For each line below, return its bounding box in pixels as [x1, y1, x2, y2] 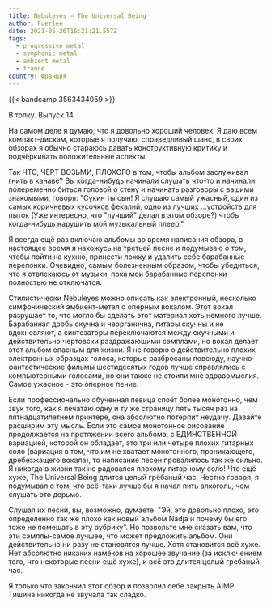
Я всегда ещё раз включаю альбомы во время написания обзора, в [8, 234, 243, 244]
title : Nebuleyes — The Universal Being [8, 11, 147, 20]
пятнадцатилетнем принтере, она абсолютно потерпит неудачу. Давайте [8, 412, 262, 422]
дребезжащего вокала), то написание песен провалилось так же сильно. [8, 455, 263, 465]
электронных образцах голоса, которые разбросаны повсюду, [8, 353, 227, 363]
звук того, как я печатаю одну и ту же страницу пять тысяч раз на [8, 403, 239, 413]
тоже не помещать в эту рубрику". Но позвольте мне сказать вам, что [8, 522, 252, 532]
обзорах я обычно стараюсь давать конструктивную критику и [8, 142, 228, 152]
